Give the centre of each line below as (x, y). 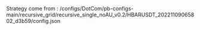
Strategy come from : (32, 9)
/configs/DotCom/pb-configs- (96, 9)
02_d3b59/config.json (33, 21)
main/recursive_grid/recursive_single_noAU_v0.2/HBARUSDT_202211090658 (100, 15)
